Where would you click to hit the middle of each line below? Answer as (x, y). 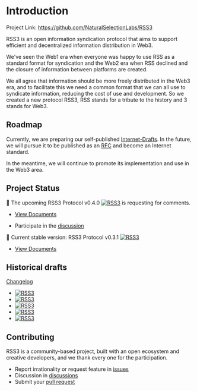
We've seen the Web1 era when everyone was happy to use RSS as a (90, 56)
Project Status (33, 188)
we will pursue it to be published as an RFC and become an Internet (89, 145)
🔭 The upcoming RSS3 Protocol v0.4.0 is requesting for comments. (99, 203)
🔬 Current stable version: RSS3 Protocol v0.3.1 (62, 237)
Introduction (37, 11)
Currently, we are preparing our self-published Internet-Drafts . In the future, (99, 139)
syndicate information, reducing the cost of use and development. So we (95, 93)
